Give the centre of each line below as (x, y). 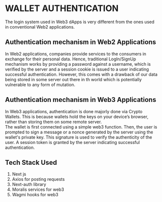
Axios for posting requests (38, 179)
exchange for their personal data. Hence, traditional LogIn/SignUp (71, 59)
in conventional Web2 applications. (40, 27)
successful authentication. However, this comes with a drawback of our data (81, 74)
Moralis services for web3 (38, 189)
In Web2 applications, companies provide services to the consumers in (76, 54)
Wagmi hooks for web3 (35, 195)
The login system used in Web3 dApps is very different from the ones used (80, 22)
